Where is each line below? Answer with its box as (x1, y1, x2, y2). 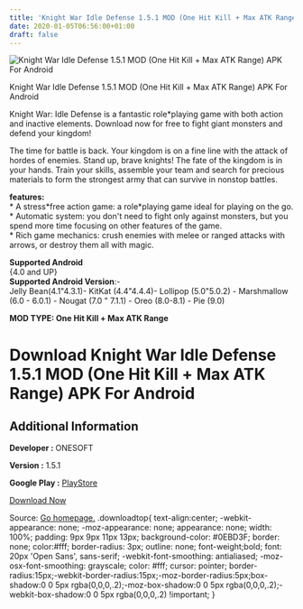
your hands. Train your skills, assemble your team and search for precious (9, 164, 285, 176)
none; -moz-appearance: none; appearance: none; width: (58, 522, 272, 533)
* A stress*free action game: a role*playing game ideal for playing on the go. (9, 201, 294, 212)
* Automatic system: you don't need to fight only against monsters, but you (9, 211, 289, 222)
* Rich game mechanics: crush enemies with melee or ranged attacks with (9, 230, 286, 241)
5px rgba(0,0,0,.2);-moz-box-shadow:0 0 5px (55, 579, 225, 591)
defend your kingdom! (9, 128, 92, 139)
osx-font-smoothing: (9, 560, 87, 571)
